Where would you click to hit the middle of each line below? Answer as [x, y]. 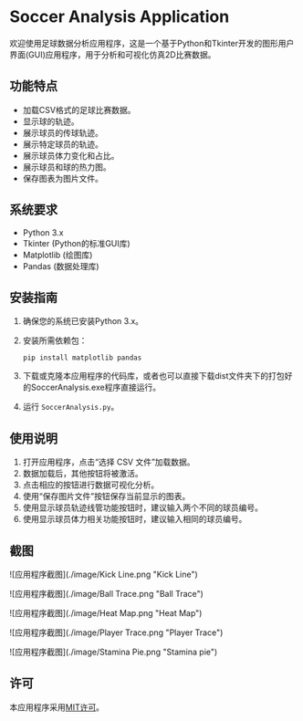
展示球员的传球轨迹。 [63, 132]
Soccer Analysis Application [120, 17]
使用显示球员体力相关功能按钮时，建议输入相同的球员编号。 [135, 519]
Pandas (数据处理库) [61, 266]
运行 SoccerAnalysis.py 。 [71, 407]
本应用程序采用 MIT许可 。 [57, 707]
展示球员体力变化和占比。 [71, 155]
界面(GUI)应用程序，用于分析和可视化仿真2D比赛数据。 [113, 54]
